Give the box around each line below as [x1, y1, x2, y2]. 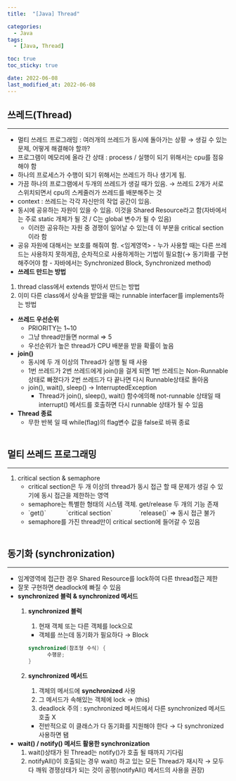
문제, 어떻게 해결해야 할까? [17, 144, 91, 153]
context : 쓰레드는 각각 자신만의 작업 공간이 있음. [17, 197, 152, 206]
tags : [7, 36, 23, 43]
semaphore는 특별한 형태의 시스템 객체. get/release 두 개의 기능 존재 [27, 500, 219, 508]
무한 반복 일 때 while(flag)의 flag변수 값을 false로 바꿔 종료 [27, 418, 190, 427]
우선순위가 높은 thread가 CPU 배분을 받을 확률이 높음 [27, 342, 174, 350]
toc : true [7, 56, 37, 63]
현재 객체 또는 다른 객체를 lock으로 [38, 622, 133, 630]
